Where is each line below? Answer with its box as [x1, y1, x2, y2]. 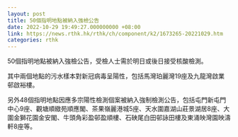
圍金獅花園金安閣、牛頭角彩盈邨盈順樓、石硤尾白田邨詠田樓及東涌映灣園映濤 [7, 114, 231, 122]
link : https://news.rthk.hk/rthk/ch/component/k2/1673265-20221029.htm [7, 30, 223, 37]
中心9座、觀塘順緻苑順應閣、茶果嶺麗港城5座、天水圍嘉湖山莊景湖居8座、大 [7, 105, 230, 113]
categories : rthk [7, 37, 59, 44]
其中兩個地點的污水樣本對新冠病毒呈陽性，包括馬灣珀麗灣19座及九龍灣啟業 [7, 72, 225, 81]
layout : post [7, 10, 46, 18]
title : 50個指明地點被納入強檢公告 [7, 17, 100, 24]
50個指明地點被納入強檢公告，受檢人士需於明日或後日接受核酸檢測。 [7, 57, 208, 66]
